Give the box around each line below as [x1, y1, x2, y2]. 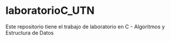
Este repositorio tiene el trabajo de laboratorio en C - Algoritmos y [5, 23, 165, 30]
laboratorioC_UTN [5, 4, 95, 17]
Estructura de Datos [5, 29, 54, 36]
